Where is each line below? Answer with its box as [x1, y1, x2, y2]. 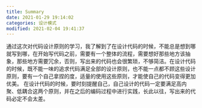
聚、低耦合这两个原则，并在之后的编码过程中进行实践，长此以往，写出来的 [6, 88, 191, 95]
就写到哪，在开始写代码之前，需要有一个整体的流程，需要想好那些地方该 [6, 50, 185, 58]
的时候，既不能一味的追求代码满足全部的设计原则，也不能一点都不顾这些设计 [6, 65, 196, 73]
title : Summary [6, 8, 44, 15]
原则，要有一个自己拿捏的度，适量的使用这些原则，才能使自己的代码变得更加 [6, 73, 196, 80]
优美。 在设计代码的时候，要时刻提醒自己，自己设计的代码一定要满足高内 [6, 80, 187, 88]
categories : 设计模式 [6, 20, 57, 26]
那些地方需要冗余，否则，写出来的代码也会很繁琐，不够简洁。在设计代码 [16, 58, 196, 65]
